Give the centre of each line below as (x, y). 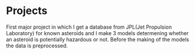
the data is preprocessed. (37, 46)
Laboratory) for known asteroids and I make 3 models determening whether (97, 33)
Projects (27, 11)
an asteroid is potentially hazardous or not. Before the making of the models (97, 39)
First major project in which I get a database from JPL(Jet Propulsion (89, 27)
